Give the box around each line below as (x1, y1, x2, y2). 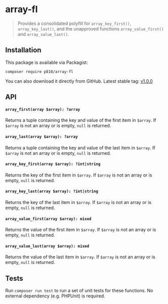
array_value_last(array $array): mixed (5, 244, 90, 249)
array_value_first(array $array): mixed (5, 216, 92, 221)
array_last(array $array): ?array (5, 134, 78, 139)
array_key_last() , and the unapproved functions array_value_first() (17, 25, 164, 31)
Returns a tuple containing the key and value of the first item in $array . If (5, 117, 156, 123)
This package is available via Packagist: (5, 59, 88, 65)
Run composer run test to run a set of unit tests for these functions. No (5, 288, 153, 294)
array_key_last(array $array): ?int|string (5, 189, 99, 194)
